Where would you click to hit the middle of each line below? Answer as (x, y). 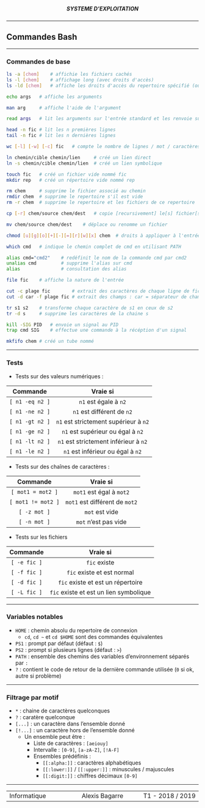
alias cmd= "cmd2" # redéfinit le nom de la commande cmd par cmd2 (97, 258)
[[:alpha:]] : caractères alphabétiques (92, 763)
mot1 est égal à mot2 (101, 492)
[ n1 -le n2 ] (30, 451)
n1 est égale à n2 (103, 402)
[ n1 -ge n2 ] (30, 431)
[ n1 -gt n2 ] (30, 421)
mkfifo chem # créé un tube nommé (50, 342)
